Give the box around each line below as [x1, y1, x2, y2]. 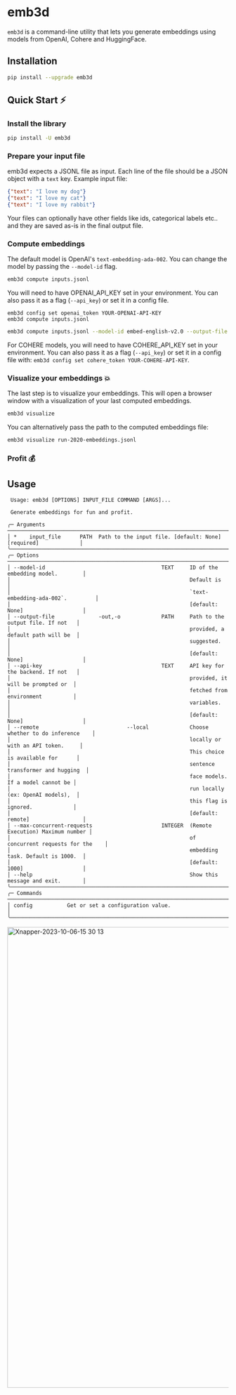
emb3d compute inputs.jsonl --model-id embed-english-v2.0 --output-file [7, 328, 228, 336]
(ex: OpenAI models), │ [7, 791, 80, 798]
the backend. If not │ [7, 668, 80, 675]
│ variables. [7, 699, 221, 706]
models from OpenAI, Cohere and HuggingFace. [7, 34, 147, 43]
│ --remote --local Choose [7, 724, 209, 731]
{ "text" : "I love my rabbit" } [7, 201, 96, 209]
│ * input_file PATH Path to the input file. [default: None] [7, 533, 221, 541]
